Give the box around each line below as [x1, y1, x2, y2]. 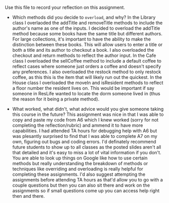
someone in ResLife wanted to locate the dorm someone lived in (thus [12, 91, 160, 96]
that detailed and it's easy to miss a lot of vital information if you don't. [12, 150, 161, 155]
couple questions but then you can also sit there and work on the [12, 182, 150, 188]
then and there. [12, 193, 45, 199]
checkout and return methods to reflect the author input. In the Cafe [12, 52, 156, 58]
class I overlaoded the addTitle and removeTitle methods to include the [12, 20, 163, 26]
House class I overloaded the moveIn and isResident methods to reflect [12, 79, 164, 86]
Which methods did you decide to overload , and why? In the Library [12, 14, 156, 20]
